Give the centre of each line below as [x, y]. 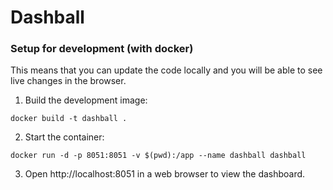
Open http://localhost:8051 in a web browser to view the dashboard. [165, 174]
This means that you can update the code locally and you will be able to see [166, 70]
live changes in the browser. [68, 81]
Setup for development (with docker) [102, 49]
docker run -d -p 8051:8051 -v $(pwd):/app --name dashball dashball [158, 156]
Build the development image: [86, 100]
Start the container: [64, 137]
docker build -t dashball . [69, 119]
